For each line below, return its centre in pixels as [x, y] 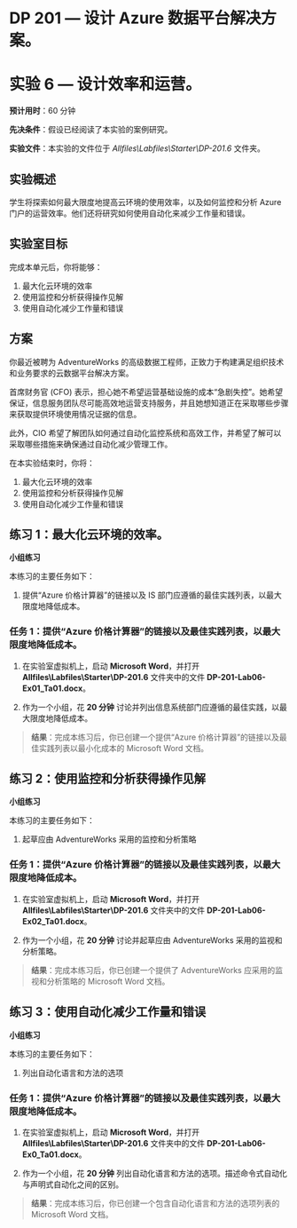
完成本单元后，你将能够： [56, 266]
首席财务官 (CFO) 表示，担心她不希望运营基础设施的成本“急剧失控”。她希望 [146, 392]
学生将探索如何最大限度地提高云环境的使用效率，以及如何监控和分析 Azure [145, 202]
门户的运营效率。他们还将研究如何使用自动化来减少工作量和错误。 [129, 213]
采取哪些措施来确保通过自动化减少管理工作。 [91, 444]
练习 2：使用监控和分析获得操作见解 [108, 779]
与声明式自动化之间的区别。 [73, 1184]
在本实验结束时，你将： [52, 463]
